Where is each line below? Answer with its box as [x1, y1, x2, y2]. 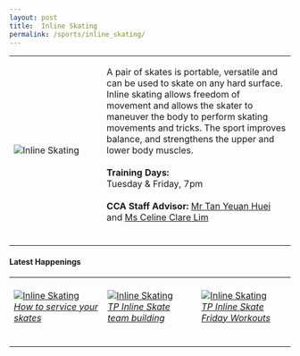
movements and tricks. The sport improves [106, 122, 287, 134]
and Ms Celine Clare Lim [106, 211, 209, 224]
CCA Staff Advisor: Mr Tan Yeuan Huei [106, 200, 271, 213]
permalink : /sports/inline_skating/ [9, 30, 146, 38]
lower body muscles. [106, 144, 194, 157]
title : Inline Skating [9, 21, 98, 30]
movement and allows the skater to [106, 99, 254, 112]
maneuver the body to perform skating [106, 111, 269, 123]
